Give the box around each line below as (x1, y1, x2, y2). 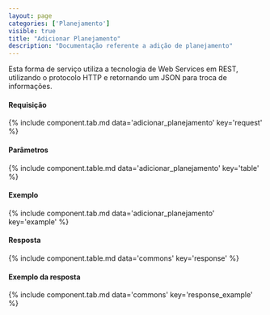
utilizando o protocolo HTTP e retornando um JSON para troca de (8, 73, 228, 83)
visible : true (8, 27, 57, 35)
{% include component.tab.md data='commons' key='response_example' (8, 290, 253, 300)
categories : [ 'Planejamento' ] (8, 19, 111, 28)
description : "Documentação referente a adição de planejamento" (8, 42, 233, 50)
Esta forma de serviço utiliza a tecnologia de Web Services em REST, (8, 64, 238, 74)
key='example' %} (8, 216, 70, 227)
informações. (8, 82, 53, 92)
